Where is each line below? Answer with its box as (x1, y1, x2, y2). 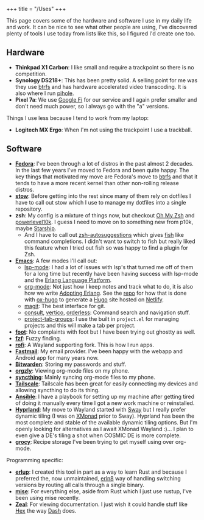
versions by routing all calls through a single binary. (15, 481, 145, 488)
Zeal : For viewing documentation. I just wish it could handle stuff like (15, 501, 188, 508)
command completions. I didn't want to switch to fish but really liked (24, 237, 195, 245)
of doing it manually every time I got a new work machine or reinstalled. (15, 399, 195, 407)
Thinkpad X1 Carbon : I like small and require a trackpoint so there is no (15, 63, 194, 71)
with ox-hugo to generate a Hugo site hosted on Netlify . (24, 295, 164, 303)
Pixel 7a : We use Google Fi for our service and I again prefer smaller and (15, 96, 197, 103)
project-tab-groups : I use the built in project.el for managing (24, 315, 180, 322)
